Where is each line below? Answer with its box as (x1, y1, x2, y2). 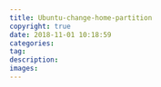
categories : (9, 38, 55, 48)
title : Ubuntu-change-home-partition (9, 13, 153, 23)
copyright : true (9, 22, 71, 31)
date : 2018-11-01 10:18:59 (9, 30, 112, 39)
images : (9, 64, 39, 73)
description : (9, 55, 59, 64)
